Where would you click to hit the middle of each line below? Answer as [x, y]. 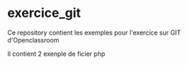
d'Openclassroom [33, 40]
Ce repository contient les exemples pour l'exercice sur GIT [94, 32]
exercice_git [44, 13]
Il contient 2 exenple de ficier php [56, 54]
